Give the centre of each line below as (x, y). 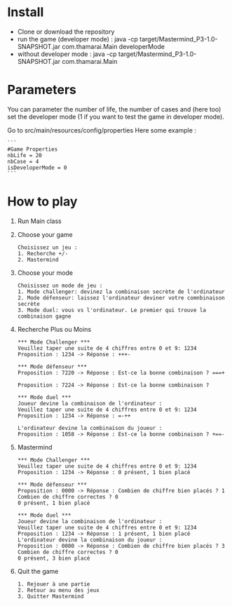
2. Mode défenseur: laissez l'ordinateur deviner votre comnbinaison (121, 298)
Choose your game (45, 234)
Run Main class (39, 221)
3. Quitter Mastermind (50, 596)
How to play (42, 202)
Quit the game (38, 571)
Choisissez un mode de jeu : (60, 285)
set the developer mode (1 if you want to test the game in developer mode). (116, 116)
